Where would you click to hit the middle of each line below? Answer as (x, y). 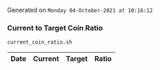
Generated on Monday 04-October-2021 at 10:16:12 (80, 10)
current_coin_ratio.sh (40, 42)
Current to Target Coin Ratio (55, 28)
